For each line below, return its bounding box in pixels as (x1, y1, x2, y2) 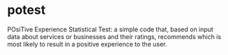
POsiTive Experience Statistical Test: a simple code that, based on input (7, 25, 214, 33)
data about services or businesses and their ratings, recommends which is (7, 32, 222, 40)
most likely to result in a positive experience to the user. (7, 40, 167, 48)
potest (7, 2, 46, 18)
